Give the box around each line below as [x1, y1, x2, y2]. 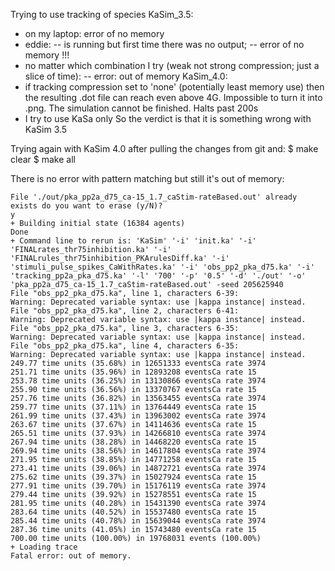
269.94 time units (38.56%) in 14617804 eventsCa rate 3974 [10, 446, 267, 456]
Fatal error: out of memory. [10, 551, 132, 561]
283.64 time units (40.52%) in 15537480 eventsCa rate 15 [10, 507, 257, 517]
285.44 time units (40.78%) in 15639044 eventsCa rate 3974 [10, 516, 267, 526]
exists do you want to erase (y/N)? [10, 201, 163, 211]
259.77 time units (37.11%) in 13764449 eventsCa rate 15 [10, 402, 257, 412]
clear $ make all [10, 154, 76, 165]
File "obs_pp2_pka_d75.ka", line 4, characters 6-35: [10, 341, 240, 351]
